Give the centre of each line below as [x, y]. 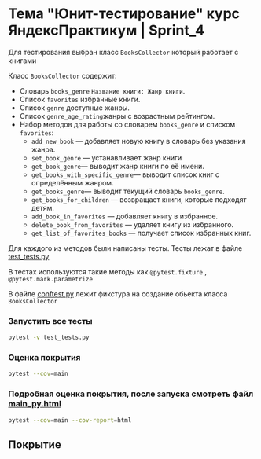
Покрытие [35, 444]
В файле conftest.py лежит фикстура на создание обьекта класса [118, 294]
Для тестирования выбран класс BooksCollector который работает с [123, 52]
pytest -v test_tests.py [49, 338]
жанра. [43, 149]
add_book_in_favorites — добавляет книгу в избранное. [125, 216]
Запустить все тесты [50, 321]
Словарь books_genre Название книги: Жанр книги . [102, 90]
